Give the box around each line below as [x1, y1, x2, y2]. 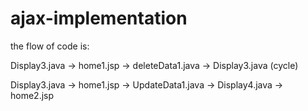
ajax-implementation [10, 7, 188, 30]
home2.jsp [10, 89, 55, 101]
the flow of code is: [10, 40, 90, 52]
